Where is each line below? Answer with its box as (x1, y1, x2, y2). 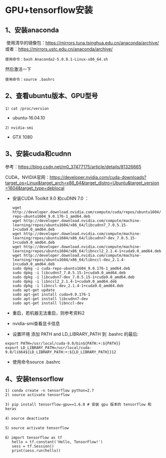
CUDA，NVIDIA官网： (5, 174, 50, 180)
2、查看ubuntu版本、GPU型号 (5, 92, 98, 100)
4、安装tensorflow (5, 375, 64, 383)
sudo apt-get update (12, 287, 55, 292)
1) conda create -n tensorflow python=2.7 (5, 388, 94, 393)
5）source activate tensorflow (5, 426, 69, 431)
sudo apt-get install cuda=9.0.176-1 (12, 292, 91, 297)
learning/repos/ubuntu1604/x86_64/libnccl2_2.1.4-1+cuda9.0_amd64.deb (12, 248, 162, 253)
